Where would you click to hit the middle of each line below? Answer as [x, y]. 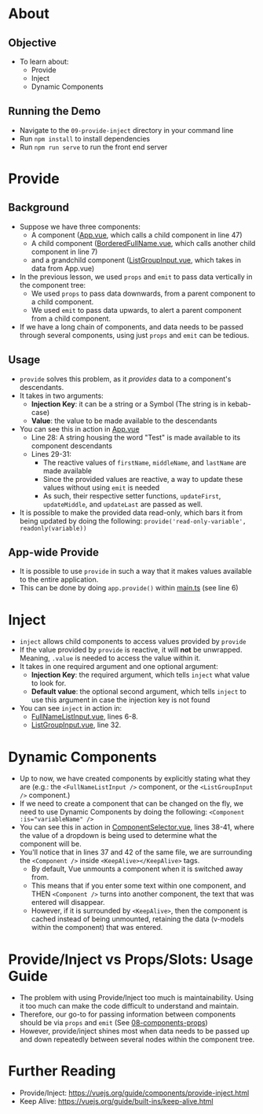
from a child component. [71, 318]
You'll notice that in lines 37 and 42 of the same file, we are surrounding [136, 852]
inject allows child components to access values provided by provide [133, 642]
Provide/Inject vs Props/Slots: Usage [131, 959]
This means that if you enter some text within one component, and [139, 886]
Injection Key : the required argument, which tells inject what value [140, 675]
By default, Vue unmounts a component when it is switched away [137, 869]
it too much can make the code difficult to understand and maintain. [129, 1006]
